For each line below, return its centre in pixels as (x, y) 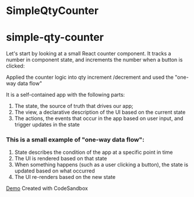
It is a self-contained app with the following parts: (66, 95)
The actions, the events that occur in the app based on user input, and (99, 118)
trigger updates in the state (47, 125)
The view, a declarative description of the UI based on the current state (100, 112)
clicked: (15, 66)
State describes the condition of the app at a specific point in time (94, 152)
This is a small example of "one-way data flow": (75, 140)
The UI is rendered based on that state (61, 159)
